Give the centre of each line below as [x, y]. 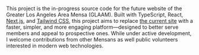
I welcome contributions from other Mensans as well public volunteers [92, 39]
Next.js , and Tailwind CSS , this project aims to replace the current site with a [99, 21]
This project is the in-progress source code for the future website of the [94, 8]
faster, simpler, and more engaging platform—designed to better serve [92, 27]
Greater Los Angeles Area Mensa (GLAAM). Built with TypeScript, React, [95, 15]
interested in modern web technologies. [55, 46]
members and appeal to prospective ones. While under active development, [99, 33]
